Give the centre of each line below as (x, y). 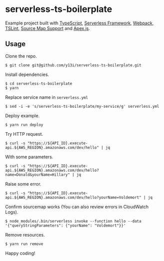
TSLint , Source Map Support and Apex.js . (48, 28)
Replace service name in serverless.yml (47, 97)
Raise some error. (23, 184)
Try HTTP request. (24, 134)
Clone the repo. (21, 56)
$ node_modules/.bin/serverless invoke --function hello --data (73, 221)
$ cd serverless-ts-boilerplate (39, 83)
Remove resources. (25, 235)
